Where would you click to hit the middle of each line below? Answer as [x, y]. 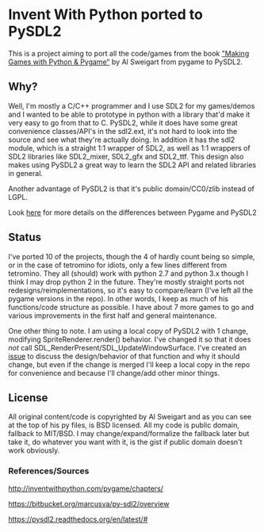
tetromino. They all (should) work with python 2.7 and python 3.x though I [128, 273]
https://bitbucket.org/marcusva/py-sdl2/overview [89, 503]
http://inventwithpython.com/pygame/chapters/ [86, 488]
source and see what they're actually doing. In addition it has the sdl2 [122, 140]
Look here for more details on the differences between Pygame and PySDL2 [133, 212]
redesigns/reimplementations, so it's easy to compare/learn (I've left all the [131, 290]
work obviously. [34, 450]
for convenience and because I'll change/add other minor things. [114, 373]
